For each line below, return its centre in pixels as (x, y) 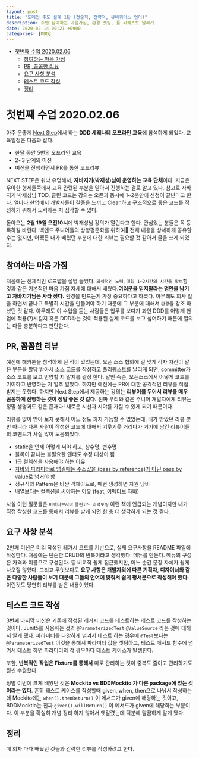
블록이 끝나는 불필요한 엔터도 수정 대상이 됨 (65, 454)
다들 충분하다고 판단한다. (41, 326)
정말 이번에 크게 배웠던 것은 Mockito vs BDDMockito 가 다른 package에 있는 (97, 683)
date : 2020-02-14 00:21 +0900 (44, 28)
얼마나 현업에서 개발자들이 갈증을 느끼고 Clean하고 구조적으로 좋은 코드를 (99, 202)
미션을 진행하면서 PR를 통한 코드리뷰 (57, 168)
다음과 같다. (40, 140)
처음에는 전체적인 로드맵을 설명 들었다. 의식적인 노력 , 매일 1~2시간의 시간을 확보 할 (97, 281)
